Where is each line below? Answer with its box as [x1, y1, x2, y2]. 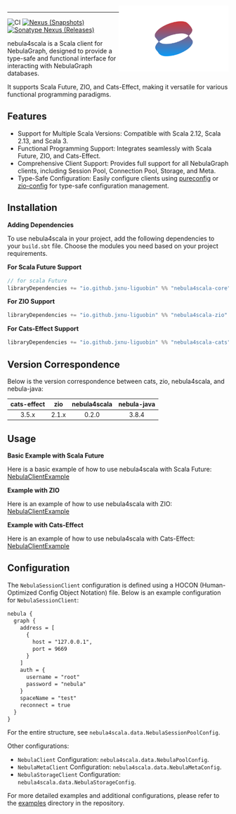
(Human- [199, 581, 226, 589]
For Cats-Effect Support [7, 325, 79, 333]
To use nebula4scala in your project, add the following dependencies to [7, 234, 215, 243]
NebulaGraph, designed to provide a [7, 47, 112, 55]
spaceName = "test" [20, 695, 77, 702]
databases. [7, 69, 40, 77]
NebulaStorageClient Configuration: [17, 770, 121, 778]
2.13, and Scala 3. [17, 136, 69, 145]
